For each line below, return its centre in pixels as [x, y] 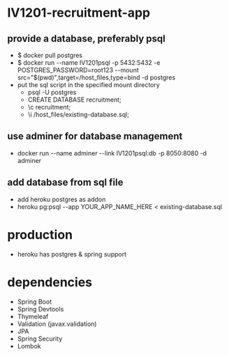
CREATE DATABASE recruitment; [75, 100]
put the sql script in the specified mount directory [89, 85]
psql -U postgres [52, 92]
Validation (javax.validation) [57, 324]
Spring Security [40, 339]
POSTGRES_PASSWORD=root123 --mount [78, 70]
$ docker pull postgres [50, 55]
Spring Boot [35, 302]
